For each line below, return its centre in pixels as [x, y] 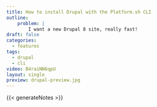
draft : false [23, 35]
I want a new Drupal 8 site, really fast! [83, 29]
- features [26, 46]
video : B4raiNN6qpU [31, 69]
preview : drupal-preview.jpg [43, 80]
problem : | [31, 23]
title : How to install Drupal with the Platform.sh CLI [79, 12]
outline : [17, 18]
